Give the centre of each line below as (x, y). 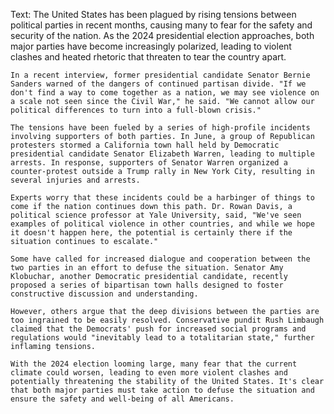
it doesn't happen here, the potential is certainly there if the (151, 233)
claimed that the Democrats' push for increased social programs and (158, 329)
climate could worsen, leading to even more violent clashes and (149, 373)
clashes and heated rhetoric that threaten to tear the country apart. (148, 57)
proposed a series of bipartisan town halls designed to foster (147, 285)
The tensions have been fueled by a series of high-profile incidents (160, 128)
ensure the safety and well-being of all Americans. (122, 399)
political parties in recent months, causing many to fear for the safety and (161, 25)
